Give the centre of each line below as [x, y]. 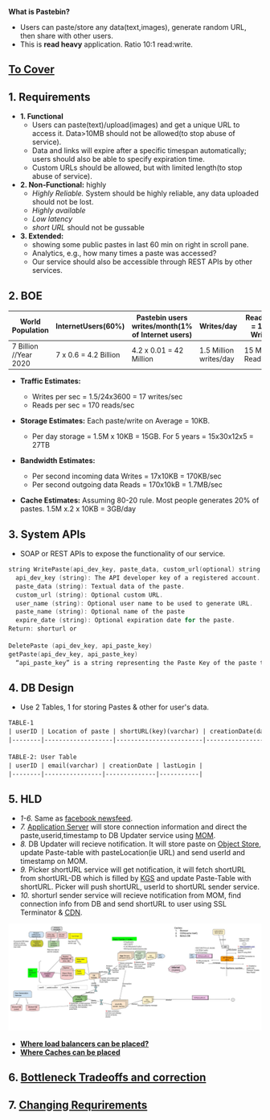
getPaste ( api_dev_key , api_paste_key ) [73, 654]
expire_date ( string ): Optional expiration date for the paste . [125, 620]
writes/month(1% [162, 326]
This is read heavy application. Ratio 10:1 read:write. [106, 44]
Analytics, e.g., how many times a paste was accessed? [124, 254]
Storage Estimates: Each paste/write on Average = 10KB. [115, 421]
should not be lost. [63, 202]
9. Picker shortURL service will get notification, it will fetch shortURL [133, 870]
